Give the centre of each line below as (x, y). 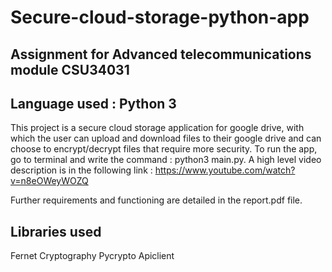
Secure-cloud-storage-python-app (160, 17)
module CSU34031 (70, 69)
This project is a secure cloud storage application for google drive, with (157, 128)
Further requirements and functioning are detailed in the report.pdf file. (156, 200)
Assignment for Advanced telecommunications (161, 54)
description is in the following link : (81, 170)
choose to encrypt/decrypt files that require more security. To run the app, (164, 149)
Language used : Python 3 (93, 103)
